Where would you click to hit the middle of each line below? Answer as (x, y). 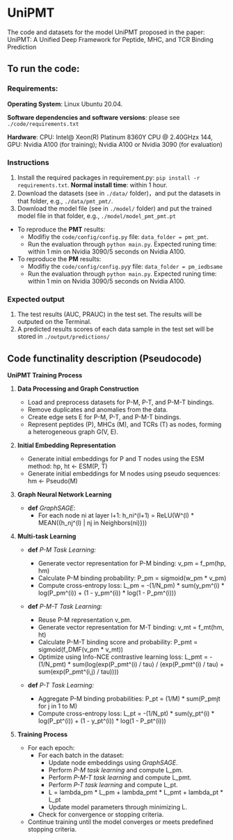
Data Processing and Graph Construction (78, 389)
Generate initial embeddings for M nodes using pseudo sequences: (124, 474)
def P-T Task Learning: (61, 685)
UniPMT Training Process (45, 375)
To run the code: (43, 69)
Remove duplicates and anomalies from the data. (98, 410)
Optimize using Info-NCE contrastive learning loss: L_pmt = (123, 657)
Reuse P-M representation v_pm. (85, 620)
